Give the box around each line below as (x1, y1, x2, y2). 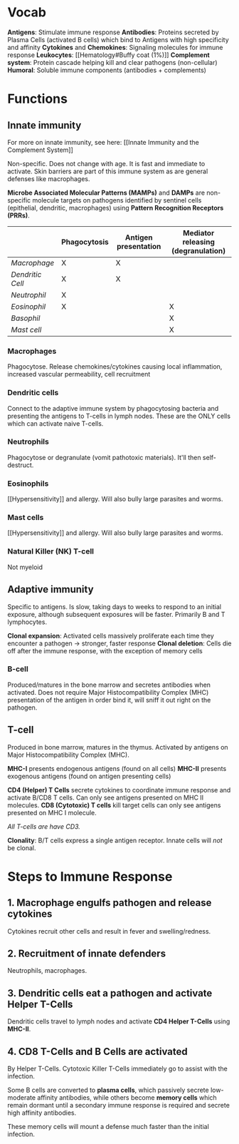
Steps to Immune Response (7, 868, 173, 884)
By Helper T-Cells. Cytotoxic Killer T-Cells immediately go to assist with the (7, 1064, 228, 1073)
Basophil (11, 313, 41, 323)
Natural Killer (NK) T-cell (7, 546, 95, 556)
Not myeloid (7, 563, 43, 571)
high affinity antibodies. (7, 1108, 77, 1117)
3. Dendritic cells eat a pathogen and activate (7, 987, 213, 999)
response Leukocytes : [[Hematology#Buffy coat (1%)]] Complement (7, 51, 210, 59)
